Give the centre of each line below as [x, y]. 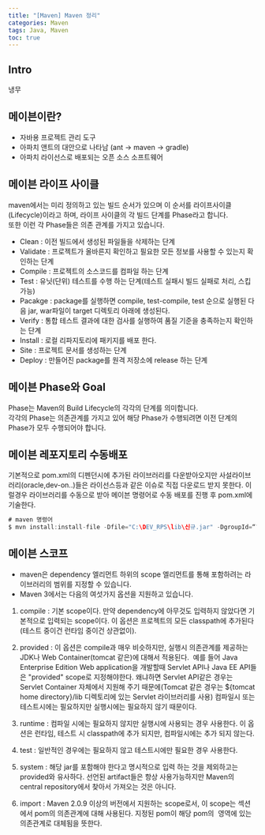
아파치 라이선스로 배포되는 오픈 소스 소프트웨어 [91, 157]
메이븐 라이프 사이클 [54, 184]
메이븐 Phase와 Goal [57, 387]
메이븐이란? [35, 117]
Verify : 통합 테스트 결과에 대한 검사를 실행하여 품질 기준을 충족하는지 [126, 320]
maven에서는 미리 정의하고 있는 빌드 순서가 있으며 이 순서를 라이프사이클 [120, 205]
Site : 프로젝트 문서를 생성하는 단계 [73, 350]
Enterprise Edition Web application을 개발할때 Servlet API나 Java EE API [135, 667]
